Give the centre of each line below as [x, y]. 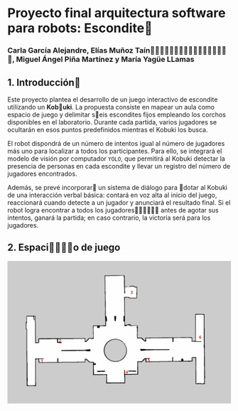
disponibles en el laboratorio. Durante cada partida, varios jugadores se [112, 122]
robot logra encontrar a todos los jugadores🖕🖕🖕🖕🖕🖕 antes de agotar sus [113, 210]
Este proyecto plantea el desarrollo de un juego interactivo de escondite [113, 99]
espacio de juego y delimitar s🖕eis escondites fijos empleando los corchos [117, 114]
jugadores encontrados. [42, 174]
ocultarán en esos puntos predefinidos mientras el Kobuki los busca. [108, 129]
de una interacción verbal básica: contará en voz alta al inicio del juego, [112, 195]
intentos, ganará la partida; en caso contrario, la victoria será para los [109, 218]
